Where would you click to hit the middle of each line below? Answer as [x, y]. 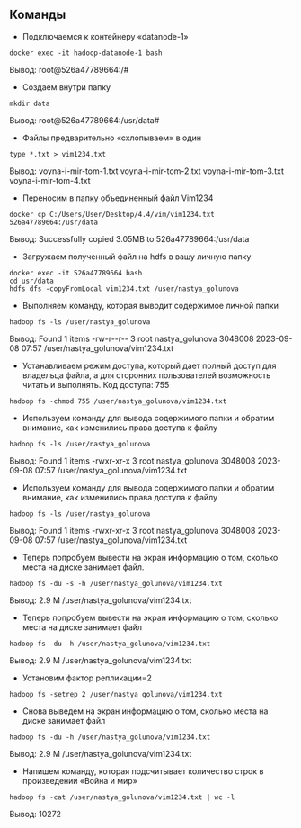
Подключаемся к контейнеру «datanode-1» [105, 36]
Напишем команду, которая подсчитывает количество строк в [143, 771]
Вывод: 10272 [35, 814]
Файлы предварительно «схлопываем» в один [112, 138]
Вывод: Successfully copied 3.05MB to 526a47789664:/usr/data [129, 238]
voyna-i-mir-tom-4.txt [50, 180]
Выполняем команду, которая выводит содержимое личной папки [150, 305]
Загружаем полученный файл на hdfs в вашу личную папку [137, 256]
